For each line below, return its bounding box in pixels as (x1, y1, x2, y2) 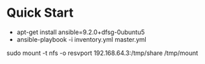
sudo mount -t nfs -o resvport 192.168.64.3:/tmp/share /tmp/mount (6, 49, 199, 57)
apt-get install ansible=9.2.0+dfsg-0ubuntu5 (16, 28, 145, 36)
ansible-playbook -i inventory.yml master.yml (16, 35, 147, 43)
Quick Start (6, 5, 74, 21)
